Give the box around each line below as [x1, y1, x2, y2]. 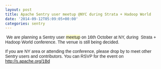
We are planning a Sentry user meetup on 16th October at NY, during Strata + [6, 34, 157, 40]
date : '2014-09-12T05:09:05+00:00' [5, 16, 79, 21]
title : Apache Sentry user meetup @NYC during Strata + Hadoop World [5, 12, 152, 17]
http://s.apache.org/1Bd [5, 59, 50, 64]
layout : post [5, 7, 32, 12]
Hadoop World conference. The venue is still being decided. [5, 39, 120, 45]
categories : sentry [5, 21, 45, 26]
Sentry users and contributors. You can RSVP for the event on [5, 54, 124, 59]
